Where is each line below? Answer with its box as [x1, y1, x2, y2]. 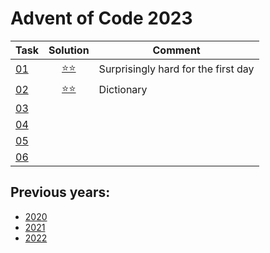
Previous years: [10, 184, 111, 201]
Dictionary [98, 83, 148, 97]
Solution [48, 43, 90, 57]
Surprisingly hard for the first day [98, 62, 255, 76]
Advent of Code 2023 [10, 7, 193, 30]
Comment [152, 43, 201, 57]
